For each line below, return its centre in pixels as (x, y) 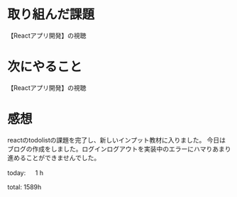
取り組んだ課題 (51, 15)
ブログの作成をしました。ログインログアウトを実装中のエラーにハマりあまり (119, 149)
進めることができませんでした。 (54, 157)
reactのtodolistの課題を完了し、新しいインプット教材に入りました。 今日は (116, 140)
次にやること (45, 67)
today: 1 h (26, 173)
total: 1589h (24, 187)
